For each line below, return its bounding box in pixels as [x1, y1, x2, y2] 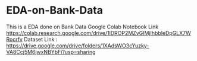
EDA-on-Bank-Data [6, 4, 103, 17]
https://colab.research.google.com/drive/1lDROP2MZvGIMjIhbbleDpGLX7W [6, 29, 192, 36]
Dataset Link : [23, 36, 58, 43]
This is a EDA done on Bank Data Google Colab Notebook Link [6, 23, 159, 30]
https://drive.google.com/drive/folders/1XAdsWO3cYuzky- [6, 42, 149, 49]
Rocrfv [6, 36, 23, 43]
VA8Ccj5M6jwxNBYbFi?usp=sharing [6, 48, 96, 55]
